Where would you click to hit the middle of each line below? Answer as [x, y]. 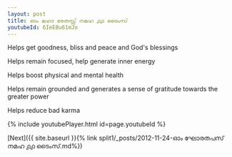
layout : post [27, 14]
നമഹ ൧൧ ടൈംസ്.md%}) [45, 146]
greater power [28, 96]
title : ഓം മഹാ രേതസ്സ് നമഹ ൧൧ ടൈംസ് [67, 21]
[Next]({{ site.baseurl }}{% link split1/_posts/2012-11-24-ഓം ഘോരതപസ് [116, 138]
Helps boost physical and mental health [65, 75]
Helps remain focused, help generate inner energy [81, 61]
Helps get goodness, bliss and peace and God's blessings [93, 48]
